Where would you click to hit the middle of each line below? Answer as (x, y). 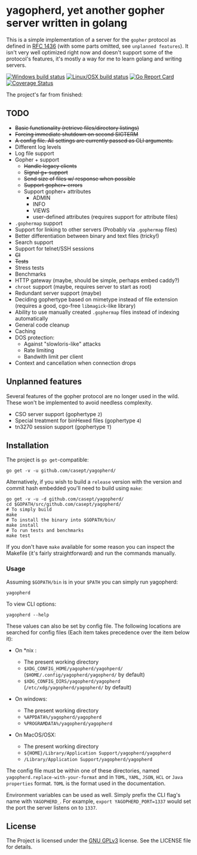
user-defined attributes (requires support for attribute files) (105, 216)
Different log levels (38, 146)
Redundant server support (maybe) (58, 293)
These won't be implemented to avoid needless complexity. (79, 402)
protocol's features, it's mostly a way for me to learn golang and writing (94, 59)
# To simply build (29, 510)
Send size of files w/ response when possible (80, 178)
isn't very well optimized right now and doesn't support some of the (90, 52)
